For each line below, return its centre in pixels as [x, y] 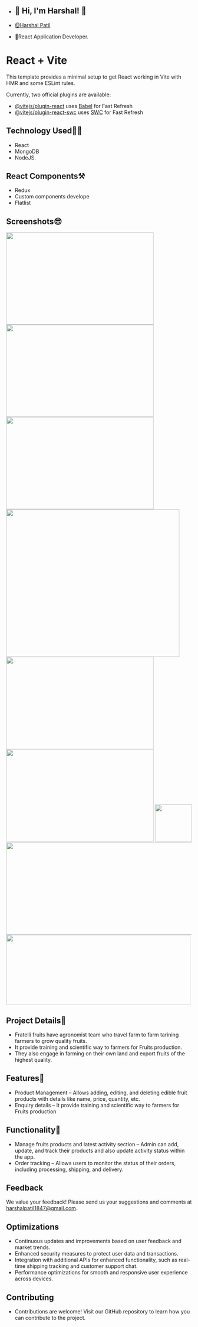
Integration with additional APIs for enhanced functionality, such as [96, 1260]
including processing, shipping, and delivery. [69, 1169]
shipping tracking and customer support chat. [82, 1266]
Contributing [30, 1297]
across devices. [34, 1279]
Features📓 [25, 1078]
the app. [25, 1157]
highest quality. [33, 1060]
